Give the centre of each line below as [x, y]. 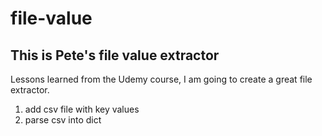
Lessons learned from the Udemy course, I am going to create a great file [161, 79]
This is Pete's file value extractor [115, 55]
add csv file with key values [82, 109]
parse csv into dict [63, 120]
